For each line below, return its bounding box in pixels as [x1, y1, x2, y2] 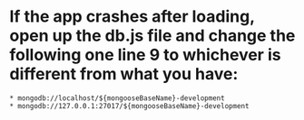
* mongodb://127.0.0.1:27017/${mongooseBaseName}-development [9, 101, 250, 110]
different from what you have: [9, 64, 239, 85]
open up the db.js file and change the [9, 25, 296, 46]
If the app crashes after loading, [9, 6, 255, 27]
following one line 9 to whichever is [9, 45, 281, 65]
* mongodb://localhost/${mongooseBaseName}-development [9, 93, 225, 103]
